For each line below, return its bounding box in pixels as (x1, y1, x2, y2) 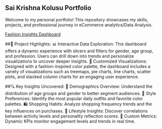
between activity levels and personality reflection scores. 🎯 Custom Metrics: (5, 113, 158, 119)
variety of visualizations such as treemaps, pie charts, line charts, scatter (5, 68, 151, 74)
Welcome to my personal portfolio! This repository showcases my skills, (5, 16, 148, 22)
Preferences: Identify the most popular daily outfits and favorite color (5, 96, 143, 101)
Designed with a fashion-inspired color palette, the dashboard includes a (5, 63, 151, 69)
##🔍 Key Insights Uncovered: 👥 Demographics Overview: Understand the (5, 83, 153, 89)
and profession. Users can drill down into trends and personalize (5, 53, 134, 59)
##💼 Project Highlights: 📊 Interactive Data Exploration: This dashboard (5, 41, 147, 47)
